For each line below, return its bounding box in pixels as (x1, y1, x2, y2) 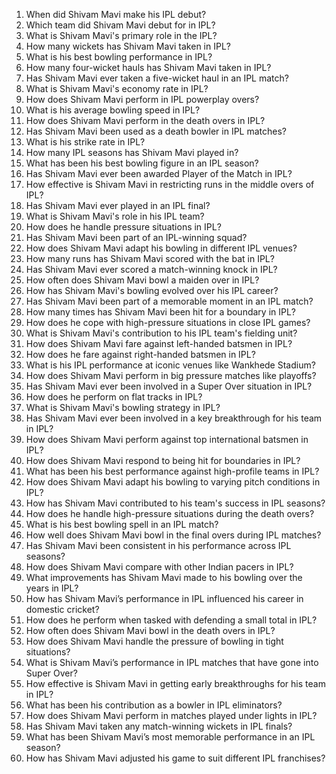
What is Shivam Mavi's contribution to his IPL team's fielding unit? (25, 327, 298, 339)
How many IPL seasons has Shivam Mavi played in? (25, 147, 239, 158)
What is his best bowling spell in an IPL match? (25, 519, 219, 530)
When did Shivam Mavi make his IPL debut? (25, 9, 207, 20)
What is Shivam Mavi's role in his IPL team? (25, 210, 205, 222)
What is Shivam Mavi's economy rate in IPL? (25, 83, 209, 94)
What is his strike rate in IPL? (25, 136, 146, 148)
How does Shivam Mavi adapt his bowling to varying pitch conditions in (25, 476, 321, 488)
